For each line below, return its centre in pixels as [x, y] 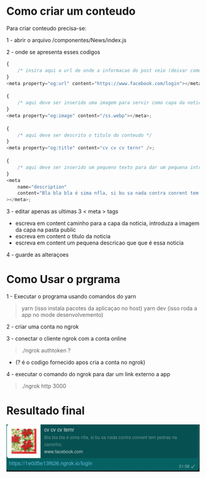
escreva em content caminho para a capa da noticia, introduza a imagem [107, 223]
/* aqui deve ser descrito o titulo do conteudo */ [85, 135]
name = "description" [42, 187]
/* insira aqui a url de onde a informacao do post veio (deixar [103, 70]
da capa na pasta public [46, 230]
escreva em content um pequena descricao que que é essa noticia [99, 243]
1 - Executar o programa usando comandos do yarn [71, 297]
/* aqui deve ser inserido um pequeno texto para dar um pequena [103, 167]
